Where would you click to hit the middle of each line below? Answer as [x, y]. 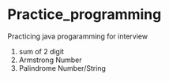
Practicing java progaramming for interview [77, 36]
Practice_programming [84, 15]
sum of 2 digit [41, 51]
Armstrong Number [50, 60]
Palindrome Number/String [62, 68]
